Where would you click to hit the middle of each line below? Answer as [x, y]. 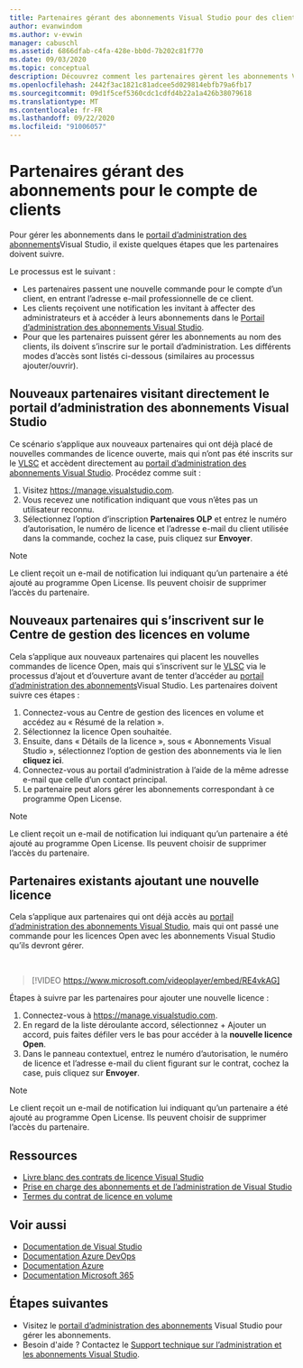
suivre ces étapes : [45, 695]
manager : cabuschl [44, 43]
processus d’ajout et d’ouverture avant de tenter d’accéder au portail [137, 675]
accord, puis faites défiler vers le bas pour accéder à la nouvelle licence [157, 1035]
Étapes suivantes [59, 1303]
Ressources [44, 1155]
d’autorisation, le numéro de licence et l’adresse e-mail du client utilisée [155, 528]
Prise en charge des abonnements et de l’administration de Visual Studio [157, 1187]
